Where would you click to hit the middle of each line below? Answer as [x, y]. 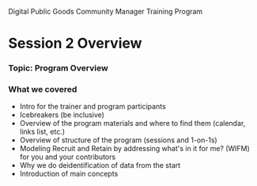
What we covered [43, 89]
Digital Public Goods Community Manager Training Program [106, 11]
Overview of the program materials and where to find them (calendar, [132, 123]
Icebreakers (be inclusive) [62, 115]
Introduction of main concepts [69, 174]
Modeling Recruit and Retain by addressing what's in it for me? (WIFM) [135, 149]
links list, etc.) [42, 132]
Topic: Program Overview [58, 68]
